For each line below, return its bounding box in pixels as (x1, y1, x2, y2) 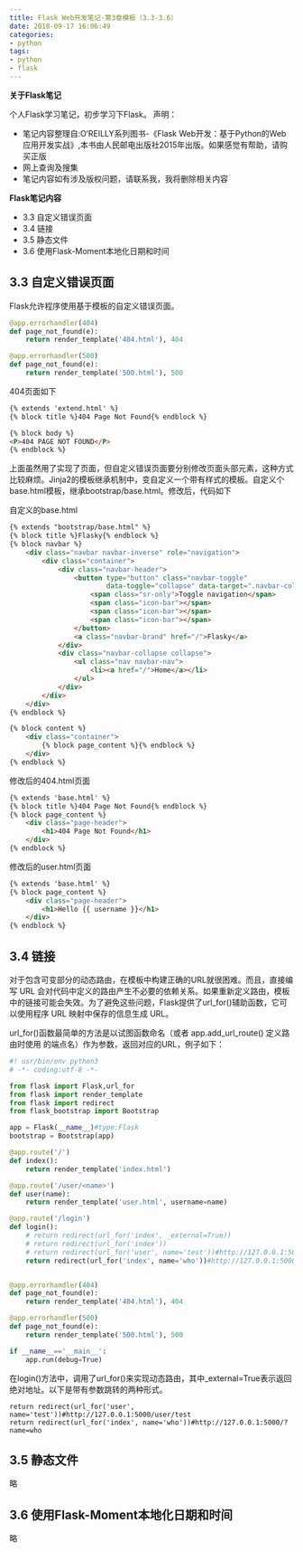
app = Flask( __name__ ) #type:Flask (9, 1123, 140, 1132)
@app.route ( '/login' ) (9, 1214, 91, 1224)
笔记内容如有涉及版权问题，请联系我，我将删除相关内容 (22, 173, 228, 184)
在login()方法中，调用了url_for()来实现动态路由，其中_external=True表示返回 (9, 1372, 292, 1384)
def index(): (9, 1156, 59, 1165)
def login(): (9, 1223, 59, 1232)
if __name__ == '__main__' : (9, 1347, 106, 1356)
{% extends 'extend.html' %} (9, 403, 119, 412)
